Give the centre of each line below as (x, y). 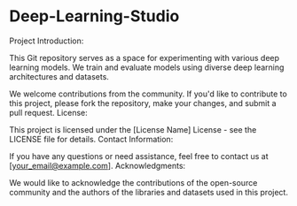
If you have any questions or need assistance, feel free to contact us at (139, 156)
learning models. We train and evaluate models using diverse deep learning (147, 67)
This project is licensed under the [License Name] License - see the (133, 129)
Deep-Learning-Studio (94, 16)
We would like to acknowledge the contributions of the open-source (133, 182)
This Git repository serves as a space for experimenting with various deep (145, 57)
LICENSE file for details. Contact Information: (91, 139)
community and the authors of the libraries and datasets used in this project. (148, 192)
